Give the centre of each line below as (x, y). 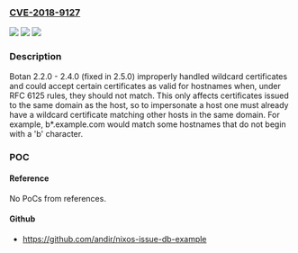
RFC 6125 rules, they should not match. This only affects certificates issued (149, 95)
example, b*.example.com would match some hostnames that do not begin (148, 124)
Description (36, 57)
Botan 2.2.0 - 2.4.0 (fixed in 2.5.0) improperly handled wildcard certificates (149, 76)
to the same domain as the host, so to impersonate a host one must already (149, 104)
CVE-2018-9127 (45, 13)
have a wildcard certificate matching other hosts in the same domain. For (145, 114)
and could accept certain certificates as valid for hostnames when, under (145, 86)
